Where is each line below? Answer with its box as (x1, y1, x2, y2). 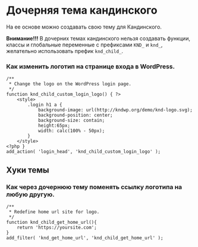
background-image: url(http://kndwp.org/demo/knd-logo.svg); (37, 107, 193, 113)
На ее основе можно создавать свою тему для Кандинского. (6, 23, 162, 30)
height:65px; (37, 123, 70, 129)
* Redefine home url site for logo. (8, 209, 100, 215)
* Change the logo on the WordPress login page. (8, 81, 132, 87)
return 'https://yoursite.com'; (17, 224, 97, 230)
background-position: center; (37, 112, 113, 118)
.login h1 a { (27, 102, 62, 108)
